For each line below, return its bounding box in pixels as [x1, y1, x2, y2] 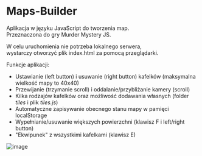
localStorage [15, 112, 47, 119]
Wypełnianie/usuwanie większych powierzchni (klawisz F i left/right [15, 118, 185, 126]
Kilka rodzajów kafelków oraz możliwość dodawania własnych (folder [15, 92, 189, 99]
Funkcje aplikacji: [6, 61, 50, 68]
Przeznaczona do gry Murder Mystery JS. [6, 30, 111, 38]
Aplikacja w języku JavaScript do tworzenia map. [6, 24, 130, 32]
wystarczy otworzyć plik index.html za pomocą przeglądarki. [6, 49, 159, 56]
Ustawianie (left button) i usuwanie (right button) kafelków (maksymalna [15, 73, 196, 80]
